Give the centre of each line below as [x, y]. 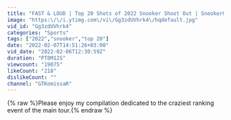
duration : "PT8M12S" [37, 58]
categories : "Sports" [38, 33]
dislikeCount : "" [32, 77]
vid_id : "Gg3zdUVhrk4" [40, 26]
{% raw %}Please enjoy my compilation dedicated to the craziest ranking [111, 103]
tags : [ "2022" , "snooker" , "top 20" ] [58, 39]
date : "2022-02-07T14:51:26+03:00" [58, 45]
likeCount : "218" [32, 71]
